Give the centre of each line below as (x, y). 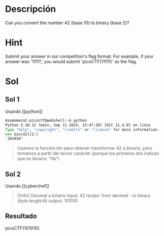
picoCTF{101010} (22, 228)
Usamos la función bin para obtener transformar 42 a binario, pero (85, 148)
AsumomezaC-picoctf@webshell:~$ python (46, 120)
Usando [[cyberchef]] (27, 186)
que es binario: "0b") (38, 159)
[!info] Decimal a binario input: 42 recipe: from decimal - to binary (84, 196)
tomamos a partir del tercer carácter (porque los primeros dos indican (88, 153)
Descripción (31, 9)
